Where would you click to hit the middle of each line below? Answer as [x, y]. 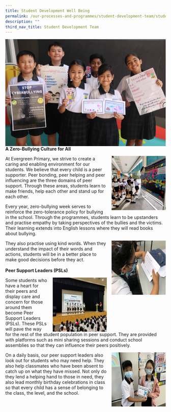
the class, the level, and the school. [42, 393]
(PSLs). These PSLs [26, 323]
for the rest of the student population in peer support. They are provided [81, 334]
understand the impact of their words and [49, 249]
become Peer [19, 313]
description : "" [22, 21]
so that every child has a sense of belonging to [54, 388]
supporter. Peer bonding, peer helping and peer [55, 175]
